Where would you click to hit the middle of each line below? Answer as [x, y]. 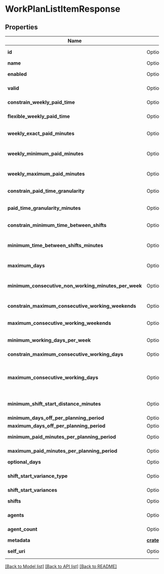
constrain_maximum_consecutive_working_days [65, 354]
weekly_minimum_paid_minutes [46, 154]
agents [16, 515]
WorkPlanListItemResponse [63, 9]
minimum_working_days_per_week [49, 340]
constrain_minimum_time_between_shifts [57, 225]
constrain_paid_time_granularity [46, 191]
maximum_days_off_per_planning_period [57, 426]
